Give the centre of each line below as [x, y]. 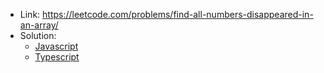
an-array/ [39, 25]
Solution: [38, 35]
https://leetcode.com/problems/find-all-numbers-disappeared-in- [178, 14]
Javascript [56, 46]
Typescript [57, 57]
